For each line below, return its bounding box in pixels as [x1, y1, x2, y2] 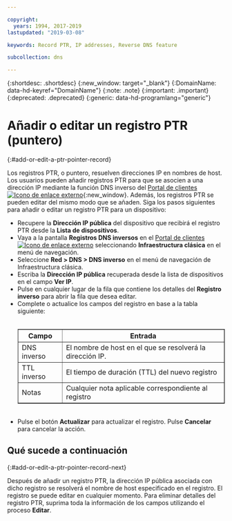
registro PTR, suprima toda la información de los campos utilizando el [7, 498, 205, 506]
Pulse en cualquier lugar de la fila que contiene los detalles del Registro [17, 285, 222, 294]
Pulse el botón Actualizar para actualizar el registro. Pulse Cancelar [17, 417, 212, 426]
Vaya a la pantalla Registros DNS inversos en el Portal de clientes [17, 234, 205, 242]
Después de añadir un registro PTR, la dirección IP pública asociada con [7, 476, 213, 484]
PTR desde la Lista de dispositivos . [17, 226, 119, 235]
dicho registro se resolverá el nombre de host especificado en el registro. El [7, 484, 223, 492]
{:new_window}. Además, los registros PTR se [82, 191, 214, 199]
